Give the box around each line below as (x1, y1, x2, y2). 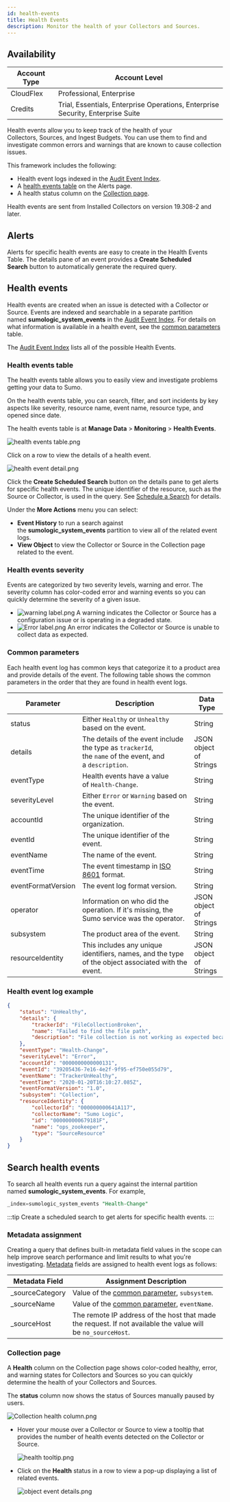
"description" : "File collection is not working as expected (31, 1034, 210, 1041)
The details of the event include (81, 734, 183, 744)
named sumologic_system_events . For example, (7, 1187, 146, 1195)
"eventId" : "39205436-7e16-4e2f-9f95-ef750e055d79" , (19, 1066, 173, 1073)
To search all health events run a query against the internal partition (7, 1179, 198, 1188)
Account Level (114, 73, 163, 82)
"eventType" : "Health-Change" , (19, 1047, 109, 1054)
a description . (81, 760, 129, 769)
